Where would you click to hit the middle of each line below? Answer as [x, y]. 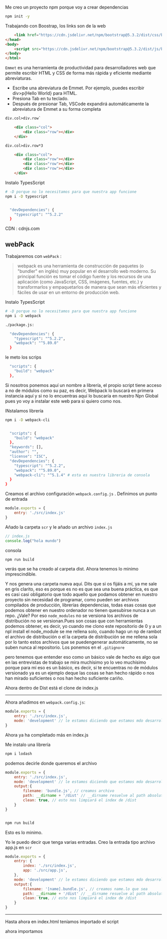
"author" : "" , [24, 452]
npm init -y [17, 16]
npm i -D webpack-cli [28, 420]
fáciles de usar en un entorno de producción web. [69, 292]
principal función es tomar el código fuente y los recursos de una [84, 277]
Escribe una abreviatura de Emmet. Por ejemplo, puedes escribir [78, 88]
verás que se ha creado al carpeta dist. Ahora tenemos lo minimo [72, 569]
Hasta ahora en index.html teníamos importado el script [62, 922]
